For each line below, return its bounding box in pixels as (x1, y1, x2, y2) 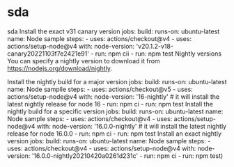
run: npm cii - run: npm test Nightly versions (95, 49, 221, 58)
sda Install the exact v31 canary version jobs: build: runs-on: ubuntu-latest (7, 27, 220, 35)
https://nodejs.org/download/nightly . (7, 64, 113, 72)
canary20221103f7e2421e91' (7, 49, 89, 58)
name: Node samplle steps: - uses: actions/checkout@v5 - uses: (7, 85, 193, 93)
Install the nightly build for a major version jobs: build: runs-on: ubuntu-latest (7, 77, 227, 86)
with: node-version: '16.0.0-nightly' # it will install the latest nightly (36, 122, 227, 130)
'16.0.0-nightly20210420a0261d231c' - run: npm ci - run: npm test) (31, 151, 224, 160)
